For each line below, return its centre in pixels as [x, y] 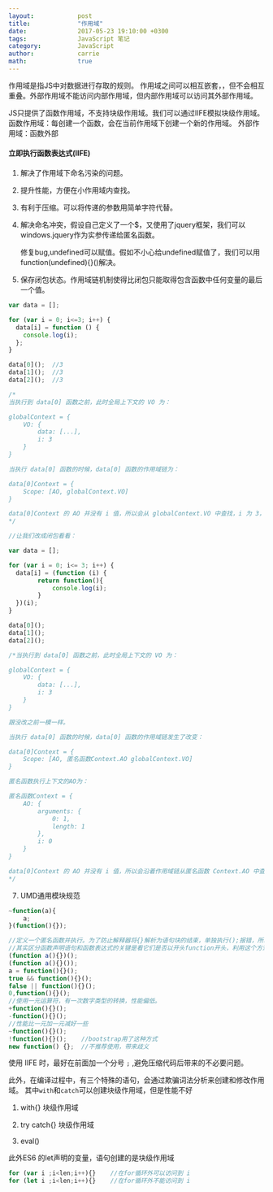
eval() [30, 1141]
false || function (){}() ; [52, 986]
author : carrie [54, 54]
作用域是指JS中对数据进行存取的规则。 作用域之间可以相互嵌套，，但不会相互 [136, 85]
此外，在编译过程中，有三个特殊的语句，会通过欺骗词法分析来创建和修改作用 [136, 1080]
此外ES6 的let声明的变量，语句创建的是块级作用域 [91, 1158]
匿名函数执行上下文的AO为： [49, 781]
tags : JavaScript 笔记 [69, 39]
